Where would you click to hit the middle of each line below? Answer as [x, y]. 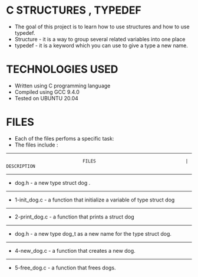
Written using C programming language [62, 86]
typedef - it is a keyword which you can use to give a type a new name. [101, 45]
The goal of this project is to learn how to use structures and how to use [102, 27]
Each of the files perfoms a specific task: [64, 138]
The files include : [36, 145]
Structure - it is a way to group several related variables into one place [100, 39]
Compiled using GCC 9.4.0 [47, 92]
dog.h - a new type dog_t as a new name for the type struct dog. [93, 233]
